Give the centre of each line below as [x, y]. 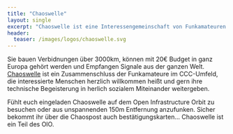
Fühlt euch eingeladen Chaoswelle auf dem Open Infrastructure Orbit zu [111, 102]
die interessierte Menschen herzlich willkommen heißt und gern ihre [105, 81]
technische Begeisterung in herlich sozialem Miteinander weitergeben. [108, 89]
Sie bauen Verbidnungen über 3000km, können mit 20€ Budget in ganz [110, 59]
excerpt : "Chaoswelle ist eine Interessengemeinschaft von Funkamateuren [117, 26]
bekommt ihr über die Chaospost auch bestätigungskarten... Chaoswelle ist [115, 117]
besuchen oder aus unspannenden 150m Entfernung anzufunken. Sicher [111, 110]
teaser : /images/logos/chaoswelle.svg [70, 40]
